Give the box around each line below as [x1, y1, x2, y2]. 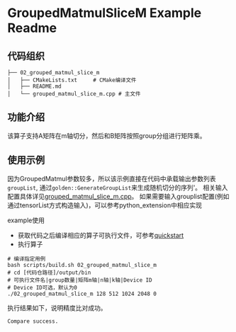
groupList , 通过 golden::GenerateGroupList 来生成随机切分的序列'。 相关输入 [7, 183, 228, 192]
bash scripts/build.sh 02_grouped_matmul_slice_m [7, 261, 157, 268]
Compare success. [7, 317, 59, 325]
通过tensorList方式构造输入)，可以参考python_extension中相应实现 [7, 200, 202, 210]
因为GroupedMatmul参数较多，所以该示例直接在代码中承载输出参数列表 [7, 174, 216, 183]
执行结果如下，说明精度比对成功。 [7, 303, 107, 312]
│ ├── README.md [7, 83, 62, 90]
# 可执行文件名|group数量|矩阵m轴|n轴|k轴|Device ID [7, 276, 152, 284]
